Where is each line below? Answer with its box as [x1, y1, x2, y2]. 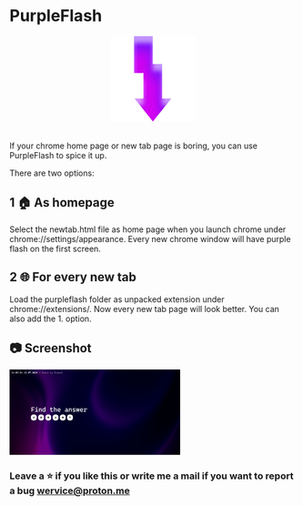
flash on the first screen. [9, 243, 102, 254]
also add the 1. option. [9, 313, 93, 324]
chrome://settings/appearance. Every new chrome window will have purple [9, 233, 291, 244]
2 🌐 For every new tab [9, 269, 136, 285]
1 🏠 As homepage [9, 195, 116, 210]
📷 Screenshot [9, 340, 93, 356]
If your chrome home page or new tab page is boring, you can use [9, 140, 258, 151]
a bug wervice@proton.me [9, 484, 130, 497]
